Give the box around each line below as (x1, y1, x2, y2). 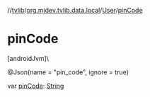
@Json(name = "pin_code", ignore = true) (7, 67, 129, 76)
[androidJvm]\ (7, 54, 50, 62)
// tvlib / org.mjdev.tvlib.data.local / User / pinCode (7, 6, 143, 14)
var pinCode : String (7, 81, 64, 90)
